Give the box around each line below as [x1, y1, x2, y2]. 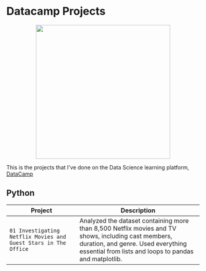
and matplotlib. [79, 254, 123, 263]
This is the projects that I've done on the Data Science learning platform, [6, 163, 189, 171]
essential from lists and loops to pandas [79, 247, 194, 255]
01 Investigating [9, 227, 60, 234]
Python [6, 188, 35, 198]
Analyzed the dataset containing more [79, 216, 189, 225]
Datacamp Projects [6, 4, 106, 18]
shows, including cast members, [79, 231, 173, 240]
